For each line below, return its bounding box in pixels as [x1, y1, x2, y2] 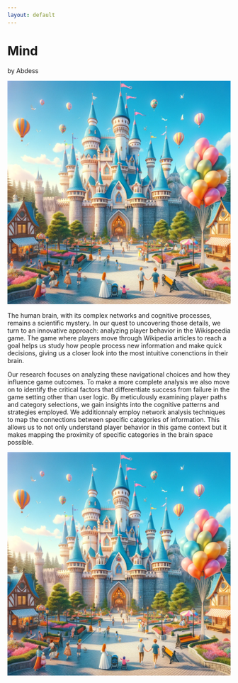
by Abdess [7, 66, 39, 74]
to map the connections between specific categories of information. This [7, 415, 220, 423]
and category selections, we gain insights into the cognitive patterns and [7, 400, 220, 409]
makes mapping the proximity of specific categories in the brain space [7, 430, 213, 439]
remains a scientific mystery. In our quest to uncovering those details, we [7, 318, 221, 327]
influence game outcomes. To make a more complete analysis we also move [7, 377, 230, 386]
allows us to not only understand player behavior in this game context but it [7, 423, 227, 431]
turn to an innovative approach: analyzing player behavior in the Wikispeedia [7, 326, 231, 335]
